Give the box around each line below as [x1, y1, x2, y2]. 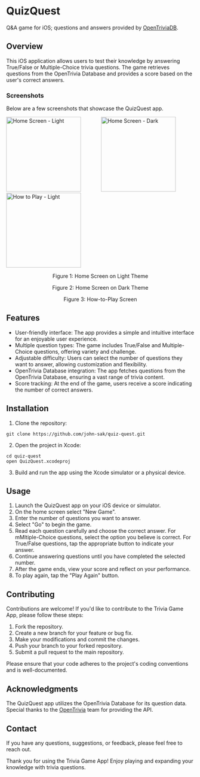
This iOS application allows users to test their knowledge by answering [6, 57, 180, 64]
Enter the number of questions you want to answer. [14, 515, 141, 522]
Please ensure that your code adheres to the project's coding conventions [6, 660, 189, 667]
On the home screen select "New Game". [14, 508, 116, 515]
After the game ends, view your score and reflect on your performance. [14, 566, 191, 573]
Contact [6, 723, 37, 734]
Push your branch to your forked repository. [14, 642, 123, 649]
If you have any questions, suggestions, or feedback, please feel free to [6, 739, 183, 746]
